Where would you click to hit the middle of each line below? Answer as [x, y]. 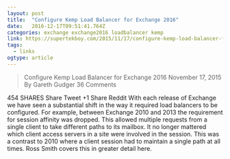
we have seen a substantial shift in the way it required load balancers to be [112, 105]
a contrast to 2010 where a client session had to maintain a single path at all [114, 141]
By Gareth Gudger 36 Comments [70, 84]
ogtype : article [30, 58]
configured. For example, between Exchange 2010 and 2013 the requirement [115, 112]
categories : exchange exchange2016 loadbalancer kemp [86, 32]
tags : [15, 45]
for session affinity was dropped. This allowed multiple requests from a [107, 119]
